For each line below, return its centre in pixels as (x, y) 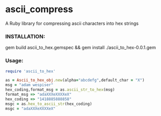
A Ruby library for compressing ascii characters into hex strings (72, 23)
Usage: (15, 61)
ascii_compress (39, 9)
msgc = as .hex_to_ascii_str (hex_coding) (49, 104)
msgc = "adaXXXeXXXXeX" (31, 108)
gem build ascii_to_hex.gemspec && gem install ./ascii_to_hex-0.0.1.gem (81, 48)
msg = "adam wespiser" (29, 85)
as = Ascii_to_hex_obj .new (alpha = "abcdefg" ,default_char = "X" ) (75, 80)
